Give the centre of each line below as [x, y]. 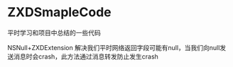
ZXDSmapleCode [59, 12]
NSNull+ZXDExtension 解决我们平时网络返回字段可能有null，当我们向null [114, 47]
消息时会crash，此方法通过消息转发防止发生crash [86, 56]
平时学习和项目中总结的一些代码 [54, 32]
